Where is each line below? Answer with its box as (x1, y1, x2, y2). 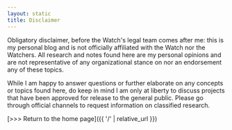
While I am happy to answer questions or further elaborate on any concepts (7, 79, 224, 87)
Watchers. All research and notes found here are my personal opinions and (7, 50, 222, 59)
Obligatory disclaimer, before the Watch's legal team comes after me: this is (7, 35, 224, 44)
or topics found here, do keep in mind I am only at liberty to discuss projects (7, 86, 225, 95)
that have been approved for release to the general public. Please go (7, 93, 204, 101)
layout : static (7, 10, 51, 17)
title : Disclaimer (7, 17, 60, 24)
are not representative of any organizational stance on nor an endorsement (7, 58, 222, 66)
